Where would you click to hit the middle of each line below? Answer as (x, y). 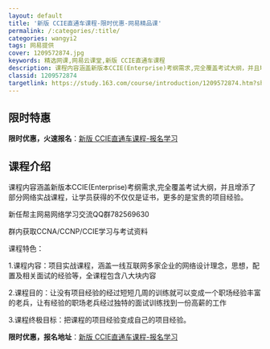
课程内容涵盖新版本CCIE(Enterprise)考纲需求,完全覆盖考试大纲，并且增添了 (132, 187)
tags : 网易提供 (31, 46)
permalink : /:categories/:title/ (64, 31)
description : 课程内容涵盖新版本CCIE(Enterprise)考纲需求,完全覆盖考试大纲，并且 (134, 68)
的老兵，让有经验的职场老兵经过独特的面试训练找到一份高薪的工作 (117, 303)
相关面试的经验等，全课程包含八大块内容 (89, 276)
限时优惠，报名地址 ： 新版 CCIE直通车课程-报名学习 (93, 337)
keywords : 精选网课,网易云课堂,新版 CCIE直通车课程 (87, 61)
